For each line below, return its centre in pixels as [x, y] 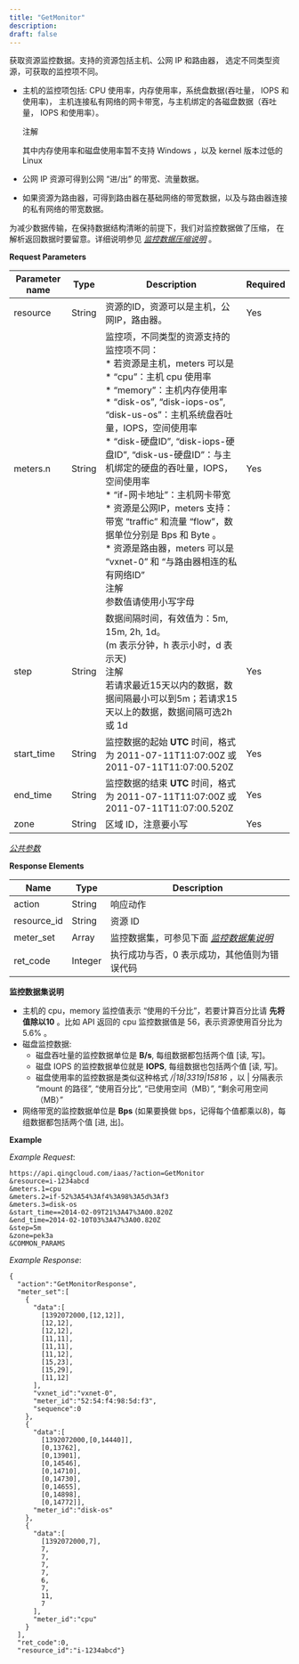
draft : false [33, 34]
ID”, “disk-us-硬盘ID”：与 [169, 455]
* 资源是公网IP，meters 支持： [170, 509]
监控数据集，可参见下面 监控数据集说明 [191, 938]
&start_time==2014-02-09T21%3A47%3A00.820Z [91, 1212]
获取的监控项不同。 [68, 71]
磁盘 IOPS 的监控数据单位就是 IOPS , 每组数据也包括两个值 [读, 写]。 [159, 1066]
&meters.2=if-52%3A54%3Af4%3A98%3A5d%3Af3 [89, 1197]
